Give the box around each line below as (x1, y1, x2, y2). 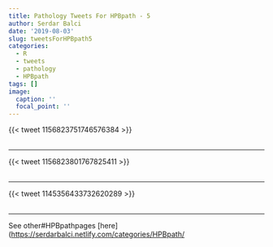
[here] (97, 221, 119, 231)
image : (8, 87, 31, 96)
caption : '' (15, 95, 57, 103)
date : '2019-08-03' (8, 27, 75, 35)
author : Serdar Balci (8, 19, 82, 28)
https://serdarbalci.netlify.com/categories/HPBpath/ (11, 229, 185, 240)
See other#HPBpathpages (8, 221, 96, 231)
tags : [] (8, 80, 38, 88)
